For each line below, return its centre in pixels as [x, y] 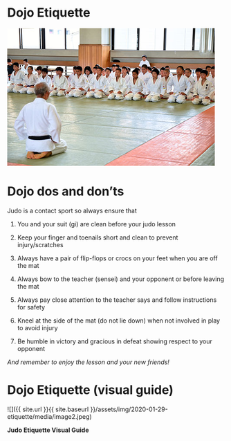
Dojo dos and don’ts [66, 191]
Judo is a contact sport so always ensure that [72, 210]
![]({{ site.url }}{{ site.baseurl [48, 409]
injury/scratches [40, 244]
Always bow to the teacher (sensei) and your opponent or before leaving [121, 279]
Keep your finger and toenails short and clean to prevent [98, 237]
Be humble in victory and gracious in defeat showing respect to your [115, 341]
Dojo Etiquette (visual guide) [91, 390]
